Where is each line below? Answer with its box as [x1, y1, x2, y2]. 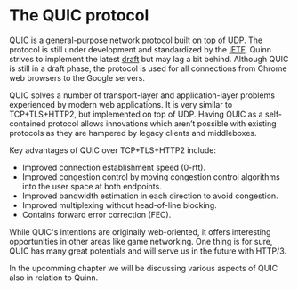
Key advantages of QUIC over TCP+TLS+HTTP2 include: [9, 144, 216, 156]
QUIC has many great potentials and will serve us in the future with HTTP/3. [9, 246, 287, 256]
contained [9, 117, 46, 129]
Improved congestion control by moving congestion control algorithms [21, 171, 280, 182]
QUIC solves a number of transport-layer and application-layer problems [9, 90, 276, 101]
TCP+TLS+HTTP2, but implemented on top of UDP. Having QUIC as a [9, 109, 264, 119]
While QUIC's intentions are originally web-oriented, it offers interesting [9, 226, 271, 237]
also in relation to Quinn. [9, 272, 99, 283]
